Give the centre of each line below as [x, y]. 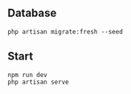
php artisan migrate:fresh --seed [65, 31]
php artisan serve [38, 82]
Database [32, 13]
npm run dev [27, 75]
